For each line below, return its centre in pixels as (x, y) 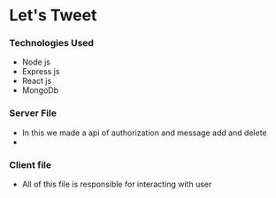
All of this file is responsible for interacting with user (117, 184)
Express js (41, 72)
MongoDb (40, 90)
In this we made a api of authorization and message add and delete (144, 133)
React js (37, 81)
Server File (33, 113)
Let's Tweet (53, 15)
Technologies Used (52, 43)
